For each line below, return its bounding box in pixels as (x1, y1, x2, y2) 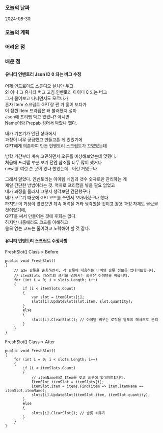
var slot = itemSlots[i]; (31, 295, 84, 300)
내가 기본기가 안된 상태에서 (5, 131, 56, 137)
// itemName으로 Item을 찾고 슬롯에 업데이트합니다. (31, 375, 126, 380)
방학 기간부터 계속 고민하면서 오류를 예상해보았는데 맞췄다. (5, 153, 117, 159)
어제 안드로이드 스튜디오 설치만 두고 (5, 83, 74, 89)
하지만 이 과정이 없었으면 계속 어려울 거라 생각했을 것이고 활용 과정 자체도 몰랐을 (5, 201, 159, 207)
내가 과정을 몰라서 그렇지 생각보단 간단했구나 (5, 188, 91, 194)
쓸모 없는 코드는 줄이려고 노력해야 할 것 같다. (5, 225, 90, 231)
